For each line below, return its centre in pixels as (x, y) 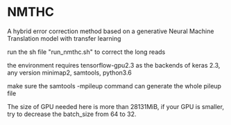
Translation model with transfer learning (64, 38)
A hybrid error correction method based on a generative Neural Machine (111, 31)
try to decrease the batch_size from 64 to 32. (72, 114)
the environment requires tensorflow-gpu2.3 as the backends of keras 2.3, (114, 65)
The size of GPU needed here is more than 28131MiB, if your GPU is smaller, (115, 106)
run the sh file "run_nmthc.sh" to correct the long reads (86, 52)
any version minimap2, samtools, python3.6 (69, 73)
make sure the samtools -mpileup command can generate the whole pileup (114, 86)
